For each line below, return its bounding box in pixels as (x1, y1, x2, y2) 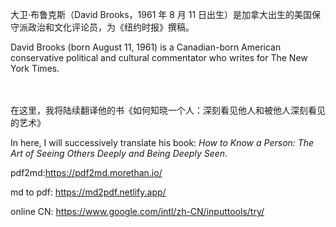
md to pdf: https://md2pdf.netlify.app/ (10, 186, 167, 198)
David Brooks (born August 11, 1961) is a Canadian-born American (10, 41, 282, 53)
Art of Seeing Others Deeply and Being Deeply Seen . (10, 148, 228, 159)
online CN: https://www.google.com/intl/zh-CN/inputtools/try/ (10, 206, 265, 217)
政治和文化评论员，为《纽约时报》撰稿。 (27, 21, 195, 33)
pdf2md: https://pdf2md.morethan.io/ (10, 167, 163, 178)
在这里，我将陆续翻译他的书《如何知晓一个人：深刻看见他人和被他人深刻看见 (10, 104, 326, 116)
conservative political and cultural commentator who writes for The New (10, 52, 308, 63)
